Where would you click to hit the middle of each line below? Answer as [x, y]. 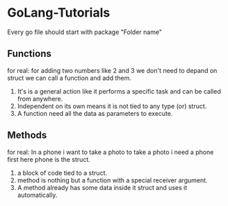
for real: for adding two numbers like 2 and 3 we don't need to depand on [112, 70]
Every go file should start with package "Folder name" [84, 32]
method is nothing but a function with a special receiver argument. [112, 180]
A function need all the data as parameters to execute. [95, 113]
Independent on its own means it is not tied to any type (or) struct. [112, 106]
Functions [30, 54]
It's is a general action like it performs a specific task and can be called [119, 91]
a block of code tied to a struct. [62, 173]
